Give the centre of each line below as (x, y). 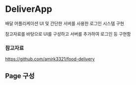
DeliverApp (29, 9)
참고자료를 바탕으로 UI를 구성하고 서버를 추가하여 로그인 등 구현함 (68, 34)
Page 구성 (20, 76)
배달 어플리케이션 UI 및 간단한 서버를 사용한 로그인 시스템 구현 (65, 23)
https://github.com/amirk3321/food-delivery (50, 59)
